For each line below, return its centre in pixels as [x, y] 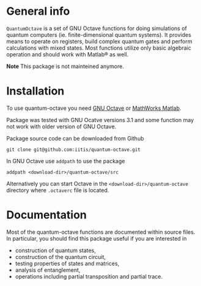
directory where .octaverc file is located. [58, 190]
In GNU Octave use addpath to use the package [66, 161]
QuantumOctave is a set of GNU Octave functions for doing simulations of [97, 28]
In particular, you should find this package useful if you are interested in [97, 238]
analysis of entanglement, [48, 270]
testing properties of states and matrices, [67, 263]
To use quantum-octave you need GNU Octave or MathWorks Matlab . [94, 108]
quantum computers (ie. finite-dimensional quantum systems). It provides [99, 34]
